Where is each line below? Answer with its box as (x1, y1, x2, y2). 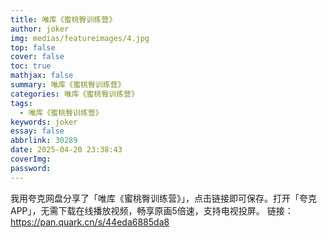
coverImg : (10, 154, 52, 164)
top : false (10, 42, 56, 53)
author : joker (10, 24, 70, 34)
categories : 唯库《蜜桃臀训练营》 (10, 89, 139, 99)
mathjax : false (10, 71, 74, 81)
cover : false (10, 52, 65, 62)
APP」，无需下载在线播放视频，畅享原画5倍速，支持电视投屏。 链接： (10, 204, 294, 216)
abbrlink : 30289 (10, 136, 78, 146)
